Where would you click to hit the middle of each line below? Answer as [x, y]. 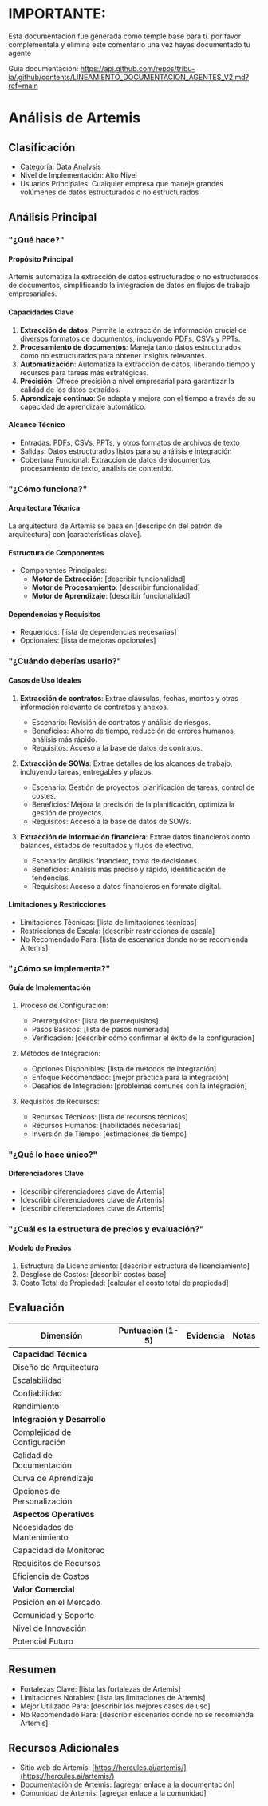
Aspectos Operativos [53, 1514]
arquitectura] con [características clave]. [75, 534]
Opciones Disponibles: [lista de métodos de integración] [124, 1068]
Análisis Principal [53, 217]
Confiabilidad [37, 1393]
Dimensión [62, 1335]
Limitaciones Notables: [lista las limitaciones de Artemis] [112, 1697]
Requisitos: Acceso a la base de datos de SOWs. [111, 821]
